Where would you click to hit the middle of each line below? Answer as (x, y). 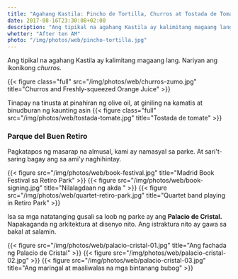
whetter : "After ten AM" (44, 34)
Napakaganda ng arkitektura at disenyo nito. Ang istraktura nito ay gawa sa (117, 224)
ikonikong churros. (35, 68)
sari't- (213, 152)
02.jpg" (18, 261)
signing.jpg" (25, 188)
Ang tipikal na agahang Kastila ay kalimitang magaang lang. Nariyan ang (113, 60)
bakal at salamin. (32, 232)
